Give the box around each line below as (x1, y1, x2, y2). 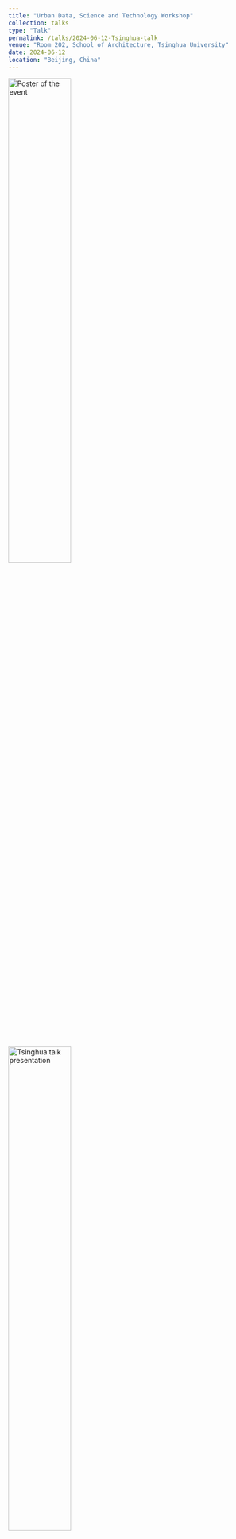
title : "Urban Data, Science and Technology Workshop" (8, 11, 194, 20)
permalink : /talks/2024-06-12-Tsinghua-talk (8, 33, 158, 42)
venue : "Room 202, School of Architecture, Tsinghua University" (8, 41, 229, 49)
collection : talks (8, 19, 69, 27)
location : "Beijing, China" (8, 56, 102, 64)
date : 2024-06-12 (8, 48, 66, 56)
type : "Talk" (8, 26, 52, 34)
